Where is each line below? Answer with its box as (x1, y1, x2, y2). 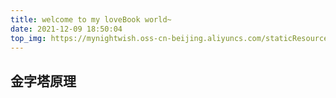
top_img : (10, 33, 47, 43)
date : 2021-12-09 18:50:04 (10, 24, 123, 34)
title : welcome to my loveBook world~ (10, 14, 172, 25)
